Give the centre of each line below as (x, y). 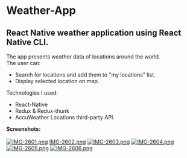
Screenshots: (24, 129)
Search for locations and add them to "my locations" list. (85, 75)
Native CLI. (27, 42)
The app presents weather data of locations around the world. (83, 57)
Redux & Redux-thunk (42, 111)
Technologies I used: (32, 93)
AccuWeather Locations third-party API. (65, 117)
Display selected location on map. (57, 81)
